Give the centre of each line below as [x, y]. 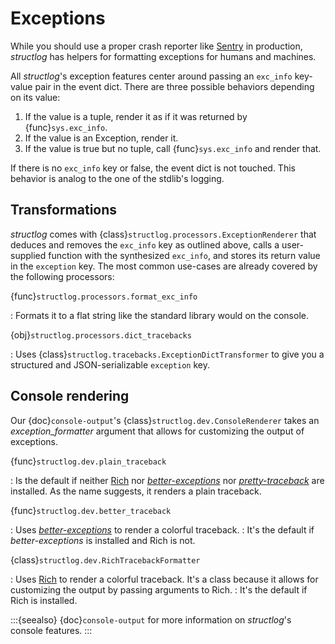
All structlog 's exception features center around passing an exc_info [151, 76]
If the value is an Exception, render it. [101, 138]
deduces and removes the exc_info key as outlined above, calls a [145, 244]
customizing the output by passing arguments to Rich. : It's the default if [159, 589]
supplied [28, 255]
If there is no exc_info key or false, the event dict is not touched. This [153, 168]
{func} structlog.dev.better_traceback [91, 510]
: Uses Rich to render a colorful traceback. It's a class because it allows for [164, 579]
